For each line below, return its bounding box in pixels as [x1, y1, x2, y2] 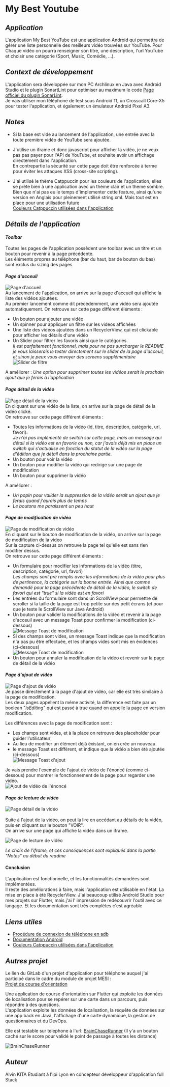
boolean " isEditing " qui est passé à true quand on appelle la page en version [5, 705, 165, 711]
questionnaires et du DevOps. [5, 1018, 67, 1024]
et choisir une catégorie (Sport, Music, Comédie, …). [5, 53, 115, 59]
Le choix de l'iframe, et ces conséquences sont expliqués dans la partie [5, 847, 156, 853]
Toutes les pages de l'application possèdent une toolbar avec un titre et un [5, 245, 161, 252]
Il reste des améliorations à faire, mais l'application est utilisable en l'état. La [5, 886, 164, 893]
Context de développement [5, 68, 93, 76]
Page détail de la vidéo [5, 386, 55, 393]
